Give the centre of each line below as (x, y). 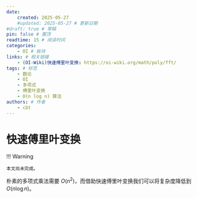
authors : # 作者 (26, 102)
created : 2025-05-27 (43, 18)
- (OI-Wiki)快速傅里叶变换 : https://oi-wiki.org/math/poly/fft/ (97, 62)
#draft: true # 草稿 (31, 29)
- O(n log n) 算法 (39, 96)
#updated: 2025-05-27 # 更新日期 (58, 23)
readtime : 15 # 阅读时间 (36, 40)
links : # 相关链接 (28, 57)
